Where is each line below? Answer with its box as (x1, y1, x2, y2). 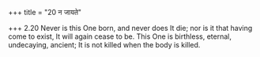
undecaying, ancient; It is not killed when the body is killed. (8, 40, 201, 49)
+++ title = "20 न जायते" (8, 8, 81, 17)
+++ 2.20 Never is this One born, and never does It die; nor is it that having (8, 24, 253, 32)
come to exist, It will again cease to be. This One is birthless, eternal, (8, 32, 232, 41)
